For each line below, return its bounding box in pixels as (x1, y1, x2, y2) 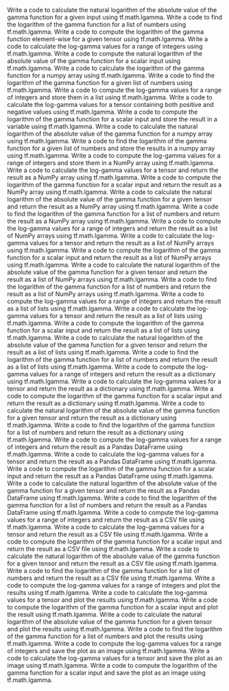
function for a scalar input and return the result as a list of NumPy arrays (7, 254, 212, 261)
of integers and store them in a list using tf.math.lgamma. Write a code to (7, 93, 213, 101)
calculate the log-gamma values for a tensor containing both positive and (7, 101, 214, 108)
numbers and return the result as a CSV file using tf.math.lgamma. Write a (7, 574, 215, 582)
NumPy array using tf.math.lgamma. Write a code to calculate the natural (7, 188, 213, 196)
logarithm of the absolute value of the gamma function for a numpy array (7, 130, 213, 138)
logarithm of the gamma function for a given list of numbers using (7, 79, 193, 86)
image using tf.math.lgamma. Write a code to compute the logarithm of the (7, 662, 217, 669)
